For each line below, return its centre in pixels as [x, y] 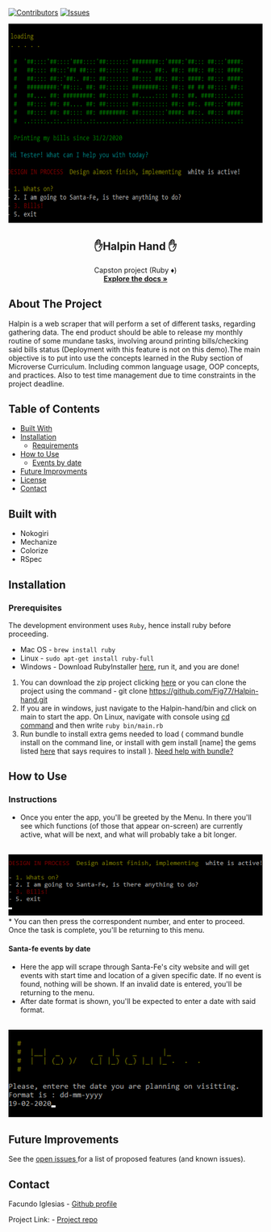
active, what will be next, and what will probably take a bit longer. [128, 834]
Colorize [34, 551]
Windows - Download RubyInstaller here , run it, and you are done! [129, 666]
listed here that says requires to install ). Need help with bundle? [127, 751]
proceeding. [29, 634]
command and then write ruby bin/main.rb [92, 725]
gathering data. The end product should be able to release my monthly [126, 332]
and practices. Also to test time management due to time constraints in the [132, 375]
